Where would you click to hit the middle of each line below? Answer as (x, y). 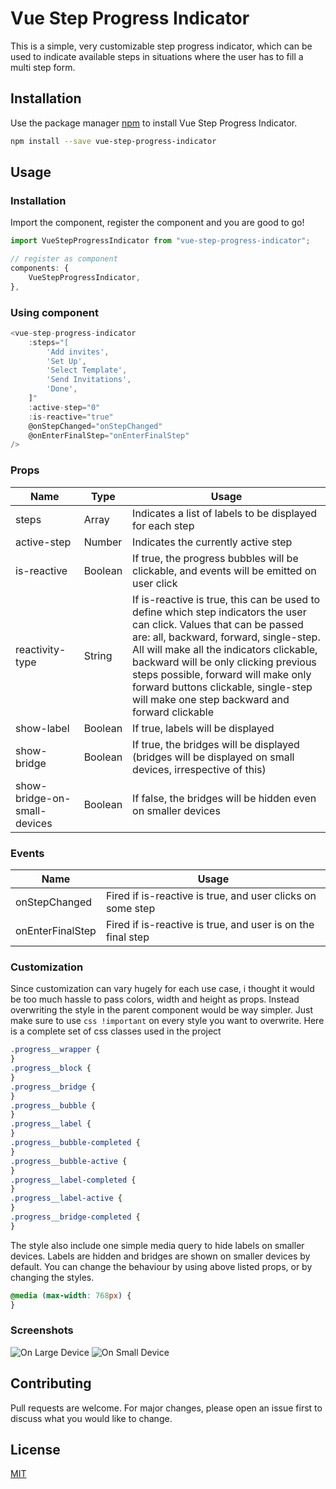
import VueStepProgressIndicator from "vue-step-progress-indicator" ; (160, 241)
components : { (40, 268)
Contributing (51, 1383)
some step (130, 908)
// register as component (64, 259)
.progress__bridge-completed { (75, 1217)
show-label (42, 728)
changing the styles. (52, 1277)
